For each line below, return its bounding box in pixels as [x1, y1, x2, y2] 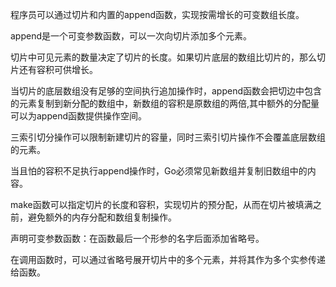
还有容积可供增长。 [18, 64, 98, 75]
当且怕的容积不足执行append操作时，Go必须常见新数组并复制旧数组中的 [10, 165, 308, 177]
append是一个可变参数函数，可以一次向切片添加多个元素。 [10, 30, 253, 42]
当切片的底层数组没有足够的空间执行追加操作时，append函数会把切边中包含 [10, 85, 323, 97]
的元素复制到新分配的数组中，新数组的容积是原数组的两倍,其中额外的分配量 [10, 98, 320, 109]
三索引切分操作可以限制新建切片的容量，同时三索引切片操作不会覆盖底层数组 [10, 131, 326, 143]
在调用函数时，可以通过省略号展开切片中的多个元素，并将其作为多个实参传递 [10, 254, 326, 265]
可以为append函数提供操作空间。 [10, 110, 148, 122]
